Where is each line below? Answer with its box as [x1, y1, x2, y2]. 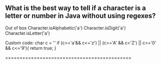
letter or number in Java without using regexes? [5, 12, 156, 20]
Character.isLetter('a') [5, 30, 51, 36]
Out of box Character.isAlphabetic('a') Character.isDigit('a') [5, 25, 126, 31]
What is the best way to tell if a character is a [5, 4, 146, 12]
